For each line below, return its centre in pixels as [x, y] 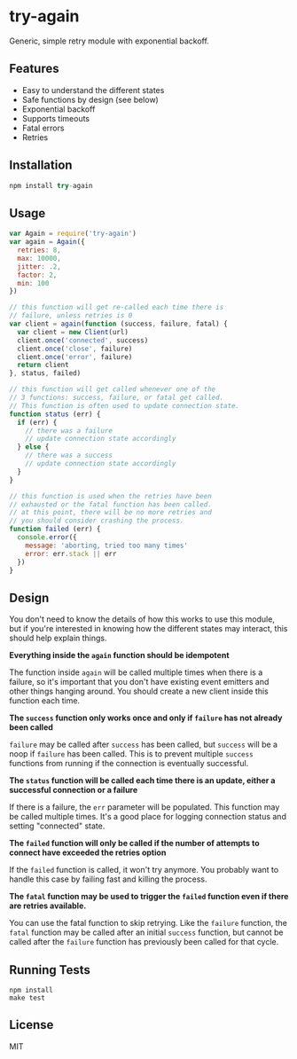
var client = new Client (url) [73, 332]
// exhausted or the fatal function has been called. [111, 504]
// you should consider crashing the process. [97, 521]
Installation [41, 165]
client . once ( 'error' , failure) [75, 357]
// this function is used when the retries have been [111, 496]
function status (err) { [55, 414]
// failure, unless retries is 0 [71, 316]
